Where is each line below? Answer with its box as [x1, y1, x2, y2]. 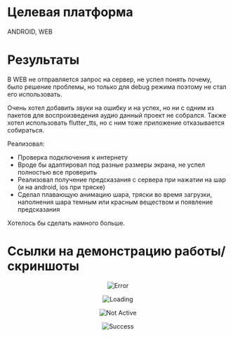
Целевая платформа [7, 4, 133, 20]
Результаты [7, 52, 80, 68]
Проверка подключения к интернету [17, 153, 128, 161]
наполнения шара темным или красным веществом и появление [17, 198, 213, 206]
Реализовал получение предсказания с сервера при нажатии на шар [17, 175, 226, 184]
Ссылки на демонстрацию [7, 243, 172, 259]
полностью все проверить [17, 167, 98, 176]
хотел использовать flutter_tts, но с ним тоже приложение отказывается [7, 118, 225, 127]
